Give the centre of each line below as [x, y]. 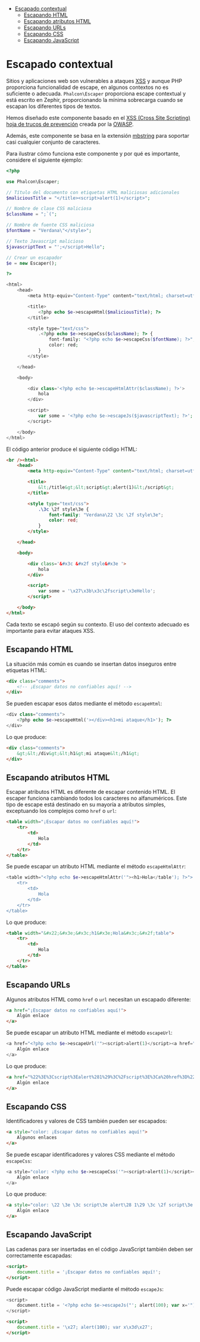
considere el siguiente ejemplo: [45, 160]
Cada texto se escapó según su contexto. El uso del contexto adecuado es [98, 624]
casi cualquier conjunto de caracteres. [53, 142]
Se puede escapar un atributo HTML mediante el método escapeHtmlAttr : [96, 867]
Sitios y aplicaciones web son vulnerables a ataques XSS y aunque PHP [94, 81]
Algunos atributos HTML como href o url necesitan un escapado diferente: [99, 999]
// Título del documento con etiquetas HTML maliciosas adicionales [93, 192]
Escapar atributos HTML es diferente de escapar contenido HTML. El [91, 792]
